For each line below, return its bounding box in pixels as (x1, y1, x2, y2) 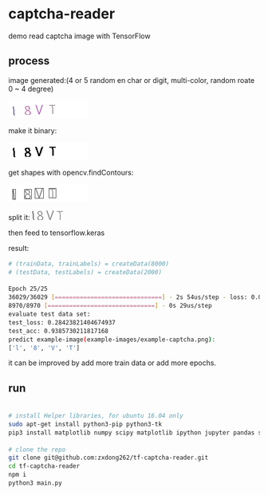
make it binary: (8, 125, 57, 136)
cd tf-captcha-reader (8, 462, 81, 470)
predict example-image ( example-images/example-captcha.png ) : (8, 336, 216, 344)
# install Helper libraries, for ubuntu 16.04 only (8, 412, 183, 420)
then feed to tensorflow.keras (8, 228, 105, 238)
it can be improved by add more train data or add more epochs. (8, 358, 217, 367)
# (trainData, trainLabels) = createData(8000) (8, 260, 170, 268)
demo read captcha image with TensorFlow (8, 31, 151, 41)
